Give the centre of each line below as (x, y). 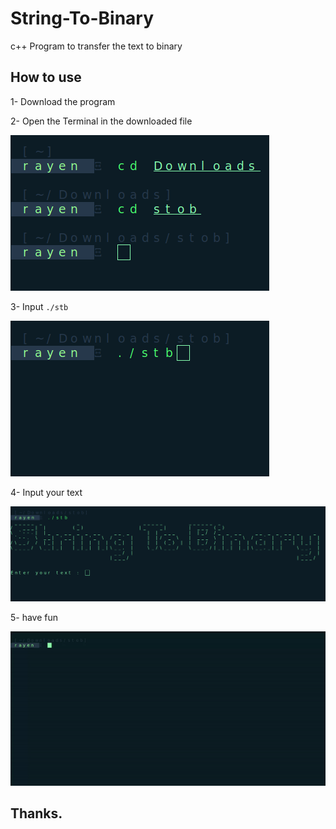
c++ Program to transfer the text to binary (96, 46)
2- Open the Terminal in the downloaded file (101, 121)
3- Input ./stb (39, 306)
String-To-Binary (82, 18)
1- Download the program (63, 101)
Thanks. (36, 813)
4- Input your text (46, 492)
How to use (46, 77)
